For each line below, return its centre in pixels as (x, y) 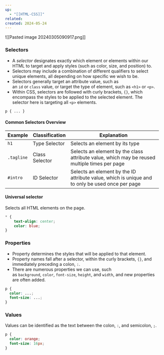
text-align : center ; (35, 221)
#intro (15, 177)
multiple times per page (98, 164)
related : (14, 19)
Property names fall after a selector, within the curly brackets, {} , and (82, 259)
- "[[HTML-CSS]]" (27, 14)
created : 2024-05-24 (26, 23)
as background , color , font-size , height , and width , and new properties (83, 274)
